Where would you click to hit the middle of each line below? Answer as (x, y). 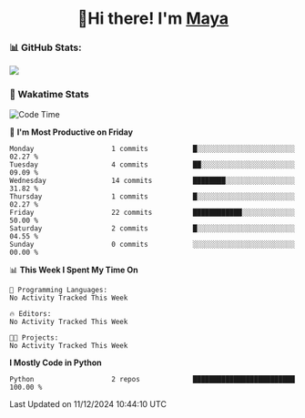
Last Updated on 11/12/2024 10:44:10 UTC (88, 403)
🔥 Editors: (30, 313)
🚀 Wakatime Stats (49, 95)
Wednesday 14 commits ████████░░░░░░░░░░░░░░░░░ (152, 180)
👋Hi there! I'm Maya (153, 19)
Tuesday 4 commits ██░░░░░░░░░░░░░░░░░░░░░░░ (152, 164)
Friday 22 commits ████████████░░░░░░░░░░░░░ (152, 212)
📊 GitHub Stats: (46, 47)
